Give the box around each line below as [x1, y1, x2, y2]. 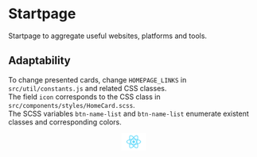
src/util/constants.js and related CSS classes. [8, 83, 167, 93]
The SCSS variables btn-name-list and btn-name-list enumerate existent [8, 109, 249, 118]
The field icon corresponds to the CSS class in [8, 92, 161, 101]
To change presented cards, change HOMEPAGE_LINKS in [8, 75, 187, 84]
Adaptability [8, 54, 71, 67]
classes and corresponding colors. [8, 117, 122, 127]
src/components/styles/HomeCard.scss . [8, 100, 135, 109]
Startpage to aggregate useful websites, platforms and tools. [8, 31, 208, 40]
